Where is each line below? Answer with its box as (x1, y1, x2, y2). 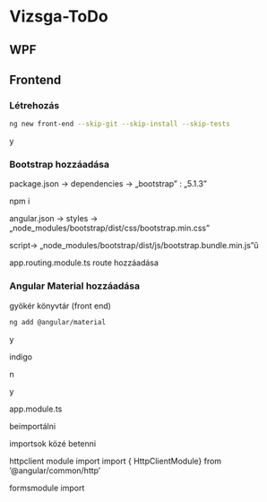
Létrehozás (9, 99, 60, 111)
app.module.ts (9, 403, 63, 414)
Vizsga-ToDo (9, 6, 109, 27)
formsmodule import (9, 482, 85, 493)
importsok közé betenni (9, 437, 97, 449)
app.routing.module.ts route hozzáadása (9, 257, 159, 268)
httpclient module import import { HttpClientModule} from (9, 455, 222, 466)
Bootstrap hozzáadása (9, 159, 110, 171)
